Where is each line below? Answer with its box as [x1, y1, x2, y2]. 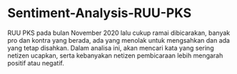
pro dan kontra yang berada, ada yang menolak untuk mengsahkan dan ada [7, 36, 231, 44]
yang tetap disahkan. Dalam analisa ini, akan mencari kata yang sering [7, 43, 214, 52]
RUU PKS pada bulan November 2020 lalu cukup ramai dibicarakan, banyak [7, 28, 231, 37]
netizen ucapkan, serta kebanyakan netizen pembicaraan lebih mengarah [7, 51, 223, 60]
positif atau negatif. [7, 58, 64, 67]
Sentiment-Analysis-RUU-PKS [7, 5, 192, 21]
